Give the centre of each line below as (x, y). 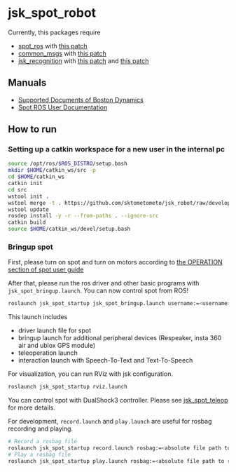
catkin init (25, 184)
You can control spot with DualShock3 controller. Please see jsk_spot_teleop (118, 400)
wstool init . (29, 196)
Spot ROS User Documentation (63, 107)
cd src (18, 190)
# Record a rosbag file (43, 442)
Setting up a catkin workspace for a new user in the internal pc (117, 149)
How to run (33, 129)
